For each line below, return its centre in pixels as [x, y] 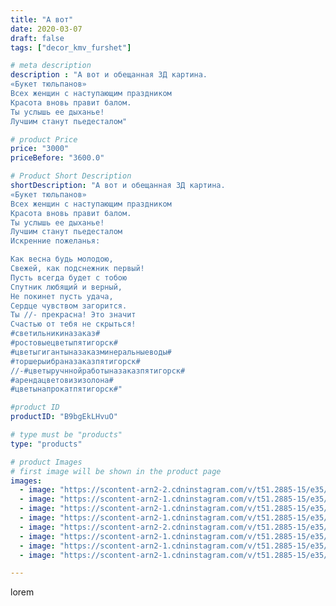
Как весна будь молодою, [62, 259]
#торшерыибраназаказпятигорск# [75, 361]
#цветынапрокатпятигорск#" [66, 389]
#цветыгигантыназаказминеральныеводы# [91, 352]
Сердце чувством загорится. [69, 306]
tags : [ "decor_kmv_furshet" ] [71, 47]
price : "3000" [40, 149]
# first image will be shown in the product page [116, 471]
